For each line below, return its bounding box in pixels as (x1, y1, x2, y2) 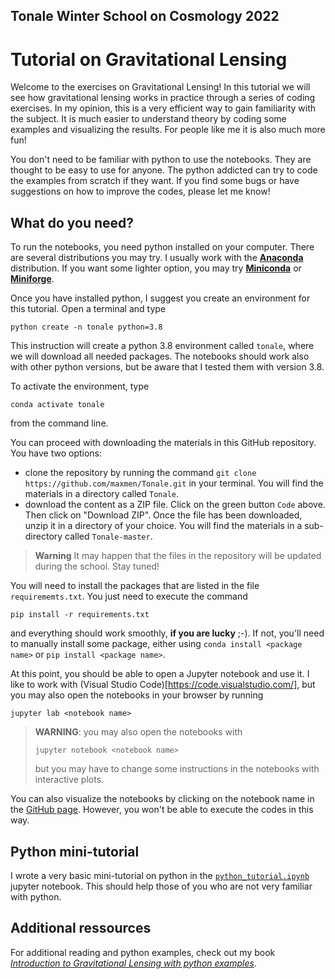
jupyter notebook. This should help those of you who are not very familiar (10, 880, 313, 892)
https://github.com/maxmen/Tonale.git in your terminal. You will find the (24, 477, 324, 489)
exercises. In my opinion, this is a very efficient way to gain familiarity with (10, 102, 317, 114)
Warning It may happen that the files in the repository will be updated (34, 550, 322, 562)
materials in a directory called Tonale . (24, 488, 180, 500)
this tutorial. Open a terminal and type (10, 303, 167, 315)
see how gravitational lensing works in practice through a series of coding (10, 92, 316, 104)
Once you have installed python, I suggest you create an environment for (10, 292, 311, 304)
